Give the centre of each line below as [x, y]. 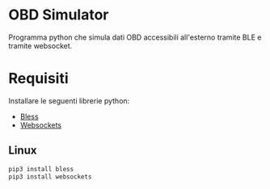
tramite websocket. [40, 45]
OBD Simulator [59, 15]
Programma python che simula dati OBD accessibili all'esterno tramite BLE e [135, 37]
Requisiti [38, 79]
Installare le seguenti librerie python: [69, 101]
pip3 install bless [41, 169]
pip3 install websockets [50, 176]
